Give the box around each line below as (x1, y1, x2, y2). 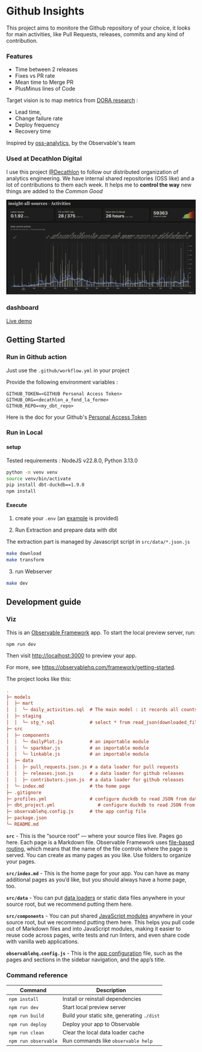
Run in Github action (6, 353, 67, 362)
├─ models (6, 694, 31, 700)
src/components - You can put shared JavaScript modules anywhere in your (6, 912, 192, 919)
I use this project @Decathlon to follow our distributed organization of (6, 168, 179, 176)
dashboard (6, 304, 39, 312)
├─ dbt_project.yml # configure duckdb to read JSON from (6, 802, 195, 808)
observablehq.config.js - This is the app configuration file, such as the (6, 949, 183, 957)
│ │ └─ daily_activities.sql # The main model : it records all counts (6, 707, 198, 713)
